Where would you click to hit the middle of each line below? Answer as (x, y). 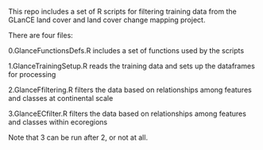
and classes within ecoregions (58, 122)
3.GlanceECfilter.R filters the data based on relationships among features (127, 113)
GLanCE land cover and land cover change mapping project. (107, 20)
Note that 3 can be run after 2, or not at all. (78, 137)
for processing (32, 74)
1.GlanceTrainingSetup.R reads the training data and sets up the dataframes (132, 66)
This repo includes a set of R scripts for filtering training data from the (122, 12)
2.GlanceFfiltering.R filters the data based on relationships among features (130, 90)
